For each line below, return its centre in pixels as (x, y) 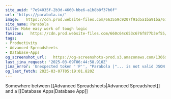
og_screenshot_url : (26, 57)
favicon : (15, 34)
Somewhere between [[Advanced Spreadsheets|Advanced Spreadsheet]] (83, 86)
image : (12, 19)
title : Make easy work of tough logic (46, 29)
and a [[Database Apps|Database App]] (47, 91)
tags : (11, 39)
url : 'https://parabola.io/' (36, 15)
